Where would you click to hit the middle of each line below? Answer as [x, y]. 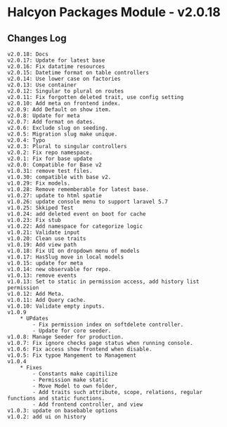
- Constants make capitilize [75, 374]
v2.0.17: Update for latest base [56, 60]
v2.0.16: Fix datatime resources [56, 67]
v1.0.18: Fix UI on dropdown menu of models [73, 251]
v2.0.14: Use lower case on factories [64, 79]
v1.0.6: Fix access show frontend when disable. [80, 349]
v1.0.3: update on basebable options [63, 411]
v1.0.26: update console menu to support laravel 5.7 [88, 202]
